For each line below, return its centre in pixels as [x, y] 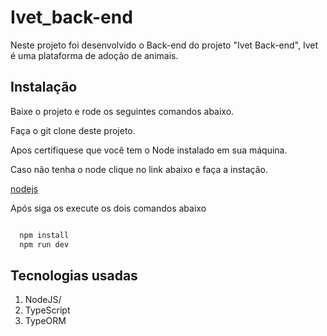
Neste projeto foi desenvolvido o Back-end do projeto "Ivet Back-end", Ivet [164, 45]
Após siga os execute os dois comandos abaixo [108, 208]
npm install [44, 235]
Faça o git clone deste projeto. [73, 130]
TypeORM [45, 321]
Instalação [44, 87]
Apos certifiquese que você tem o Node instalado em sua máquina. [149, 150]
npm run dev [44, 244]
